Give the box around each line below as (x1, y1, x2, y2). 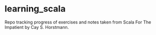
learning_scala (4, 3, 66, 14)
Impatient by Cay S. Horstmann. (4, 24, 69, 30)
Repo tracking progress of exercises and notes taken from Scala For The (4, 19, 152, 25)
